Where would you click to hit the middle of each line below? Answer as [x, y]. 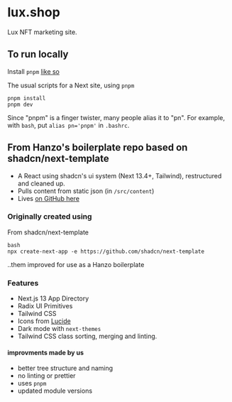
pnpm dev [20, 104]
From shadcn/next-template [48, 232]
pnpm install [27, 98]
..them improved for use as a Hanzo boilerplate [76, 264]
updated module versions [55, 391]
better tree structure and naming [65, 368]
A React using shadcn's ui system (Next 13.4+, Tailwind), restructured [120, 175]
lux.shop [34, 12]
